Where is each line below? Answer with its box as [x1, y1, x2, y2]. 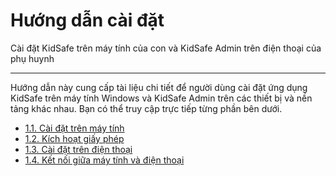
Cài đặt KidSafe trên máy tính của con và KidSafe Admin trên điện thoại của [10, 42, 322, 54]
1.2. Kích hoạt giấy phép [24, 132, 125, 144]
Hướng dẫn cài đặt [10, 9, 165, 32]
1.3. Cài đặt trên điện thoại [24, 143, 133, 155]
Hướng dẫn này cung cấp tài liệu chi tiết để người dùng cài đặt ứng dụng [10, 81, 308, 93]
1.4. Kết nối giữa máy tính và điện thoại [24, 154, 185, 166]
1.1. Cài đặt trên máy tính [24, 122, 125, 134]
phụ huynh [10, 52, 55, 64]
